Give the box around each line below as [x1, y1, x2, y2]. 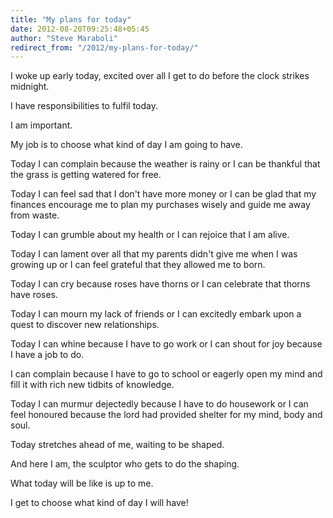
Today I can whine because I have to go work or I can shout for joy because [10, 338, 323, 350]
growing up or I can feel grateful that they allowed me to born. [10, 259, 266, 271]
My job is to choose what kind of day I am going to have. [10, 139, 243, 151]
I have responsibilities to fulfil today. [10, 100, 159, 112]
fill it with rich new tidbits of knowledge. [10, 379, 175, 391]
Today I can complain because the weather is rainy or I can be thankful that [10, 158, 321, 170]
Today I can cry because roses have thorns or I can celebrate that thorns [10, 278, 311, 290]
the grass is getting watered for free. [10, 169, 162, 181]
